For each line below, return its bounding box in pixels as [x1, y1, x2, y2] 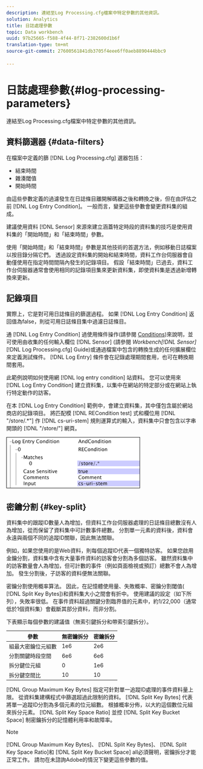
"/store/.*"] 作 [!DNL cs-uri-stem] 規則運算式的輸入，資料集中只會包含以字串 [6, 417, 196, 424]
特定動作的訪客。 [11, 389, 54, 396]
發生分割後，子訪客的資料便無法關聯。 [18, 570, 114, 577]
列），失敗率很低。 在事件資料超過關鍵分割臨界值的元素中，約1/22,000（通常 [6, 598, 196, 605]
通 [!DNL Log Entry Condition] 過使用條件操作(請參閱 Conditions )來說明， [6, 331, 188, 338]
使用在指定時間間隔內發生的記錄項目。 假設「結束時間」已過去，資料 [16, 258, 188, 266]
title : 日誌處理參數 [6, 22, 53, 28]
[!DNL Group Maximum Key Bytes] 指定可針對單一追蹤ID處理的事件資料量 [6, 686, 188, 693]
